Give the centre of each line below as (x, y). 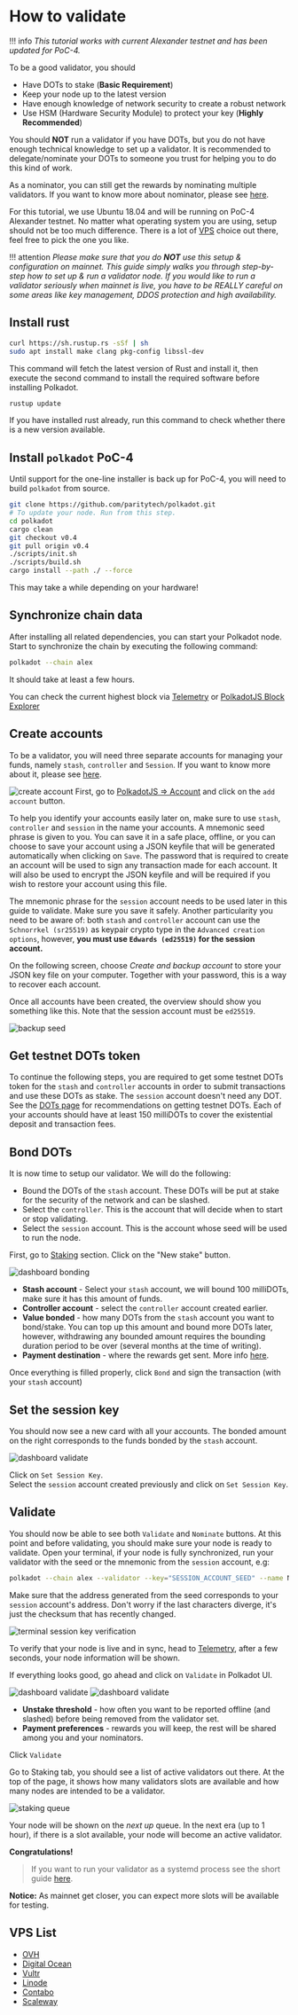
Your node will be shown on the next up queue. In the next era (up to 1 (137, 1825)
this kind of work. (41, 168)
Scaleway (40, 2001)
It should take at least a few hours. (72, 679)
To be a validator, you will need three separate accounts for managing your (146, 755)
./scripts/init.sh (43, 554)
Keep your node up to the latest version (94, 94)
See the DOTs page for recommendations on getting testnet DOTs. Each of (145, 1105)
